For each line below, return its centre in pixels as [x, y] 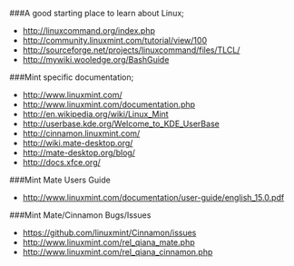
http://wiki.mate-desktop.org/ [78, 143]
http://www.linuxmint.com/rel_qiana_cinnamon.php [118, 252]
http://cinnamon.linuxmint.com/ [81, 133]
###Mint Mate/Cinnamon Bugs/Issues [80, 215]
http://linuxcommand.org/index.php [89, 30]
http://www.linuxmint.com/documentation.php [109, 104]
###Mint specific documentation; [72, 77]
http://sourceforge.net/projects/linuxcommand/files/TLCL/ [131, 50]
